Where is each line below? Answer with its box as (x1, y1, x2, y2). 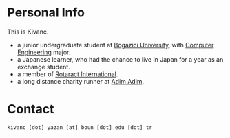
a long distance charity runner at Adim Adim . (17, 77, 145, 85)
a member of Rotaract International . (17, 70, 118, 78)
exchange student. (17, 62, 70, 71)
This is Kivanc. (7, 27, 49, 36)
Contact (7, 102, 54, 117)
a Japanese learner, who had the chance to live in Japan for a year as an (17, 55, 224, 63)
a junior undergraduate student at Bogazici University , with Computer (17, 41, 214, 49)
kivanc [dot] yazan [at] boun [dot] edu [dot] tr (7, 124, 153, 131)
